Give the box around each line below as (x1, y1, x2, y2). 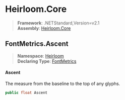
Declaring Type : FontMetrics (17, 58, 77, 64)
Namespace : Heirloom (17, 53, 64, 59)
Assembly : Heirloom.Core (17, 25, 71, 31)
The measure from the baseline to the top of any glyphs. (5, 81, 121, 87)
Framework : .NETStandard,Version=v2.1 (17, 20, 100, 26)
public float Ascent (5, 90, 48, 95)
